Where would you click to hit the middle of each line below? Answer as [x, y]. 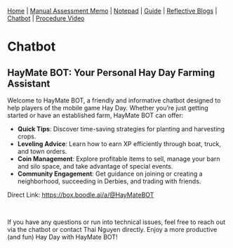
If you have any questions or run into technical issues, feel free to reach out [116, 222]
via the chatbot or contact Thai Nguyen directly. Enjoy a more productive [112, 229]
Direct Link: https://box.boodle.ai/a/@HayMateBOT [81, 195]
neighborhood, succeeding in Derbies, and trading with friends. [109, 181]
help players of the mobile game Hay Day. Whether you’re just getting [108, 108]
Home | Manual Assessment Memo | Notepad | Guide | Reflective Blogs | [112, 11]
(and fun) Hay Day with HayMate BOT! [62, 237]
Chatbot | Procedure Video [46, 18]
